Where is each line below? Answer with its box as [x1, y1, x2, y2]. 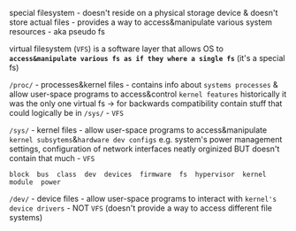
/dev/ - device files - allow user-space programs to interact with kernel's [9, 194, 277, 204]
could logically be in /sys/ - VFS [9, 108, 124, 118]
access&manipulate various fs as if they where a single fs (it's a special [9, 53, 285, 63]
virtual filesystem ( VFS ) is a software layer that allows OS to [9, 43, 224, 54]
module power [9, 178, 62, 187]
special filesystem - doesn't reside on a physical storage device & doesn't [9, 8, 278, 18]
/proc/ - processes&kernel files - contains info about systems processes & [9, 80, 278, 89]
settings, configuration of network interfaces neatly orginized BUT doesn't [9, 143, 280, 154]
